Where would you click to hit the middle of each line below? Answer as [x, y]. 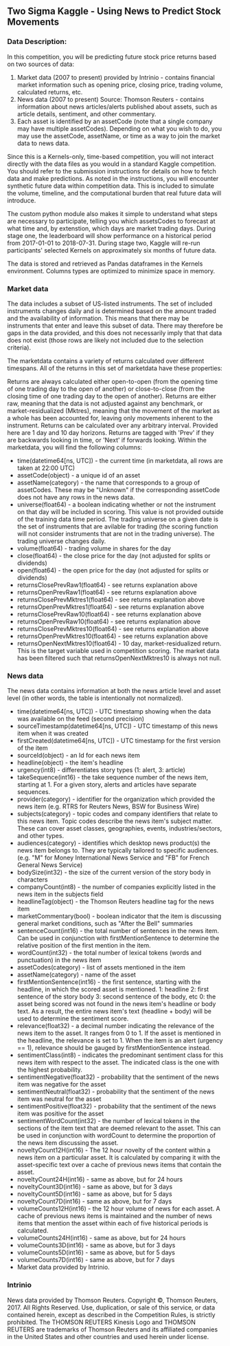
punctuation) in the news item [59, 960]
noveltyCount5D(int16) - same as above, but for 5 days [95, 1194]
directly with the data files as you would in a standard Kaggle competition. [112, 164]
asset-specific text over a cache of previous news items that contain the [119, 1165]
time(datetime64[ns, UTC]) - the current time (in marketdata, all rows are [120, 460]
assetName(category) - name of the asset [76, 975]
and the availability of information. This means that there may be [98, 318]
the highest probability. [49, 1070]
